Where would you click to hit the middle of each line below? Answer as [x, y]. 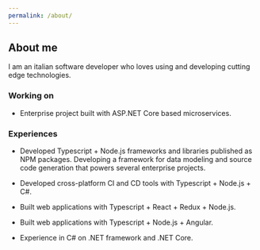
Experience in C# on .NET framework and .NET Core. [106, 238]
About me [33, 48]
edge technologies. [40, 75]
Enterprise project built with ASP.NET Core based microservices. [125, 113]
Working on [31, 96]
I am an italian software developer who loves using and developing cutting [129, 67]
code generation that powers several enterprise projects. [113, 168]
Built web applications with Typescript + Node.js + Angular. [117, 222]
